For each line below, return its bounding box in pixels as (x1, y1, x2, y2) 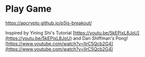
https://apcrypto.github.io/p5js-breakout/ (5, 20, 92, 26)
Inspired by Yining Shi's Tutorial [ (5, 30, 75, 36)
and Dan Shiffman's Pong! (73, 35, 128, 41)
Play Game (5, 3, 52, 15)
